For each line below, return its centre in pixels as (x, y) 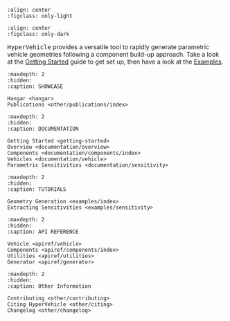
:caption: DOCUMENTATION (43, 129)
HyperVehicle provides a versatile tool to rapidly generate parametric (108, 47)
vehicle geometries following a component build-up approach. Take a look (113, 54)
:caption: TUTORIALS (37, 190)
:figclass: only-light (40, 16)
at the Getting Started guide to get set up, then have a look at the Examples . (115, 62)
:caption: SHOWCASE (35, 86)
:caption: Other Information (49, 286)
